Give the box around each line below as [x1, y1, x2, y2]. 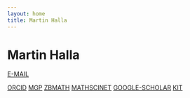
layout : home [7, 10, 46, 17]
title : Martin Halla [7, 17, 68, 24]
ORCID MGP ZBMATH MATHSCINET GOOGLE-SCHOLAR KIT [7, 83, 183, 92]
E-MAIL [7, 70, 29, 78]
